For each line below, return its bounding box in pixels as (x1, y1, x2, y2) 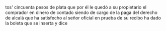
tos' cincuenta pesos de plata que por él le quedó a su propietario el (5, 4, 147, 10)
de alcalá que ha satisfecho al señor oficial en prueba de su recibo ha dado (5, 15, 161, 20)
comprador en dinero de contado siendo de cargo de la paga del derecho (5, 9, 157, 15)
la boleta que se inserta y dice (5, 20, 68, 26)
